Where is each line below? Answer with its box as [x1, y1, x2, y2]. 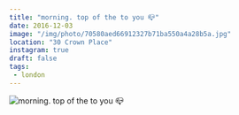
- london [12, 71, 46, 80]
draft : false [9, 54, 58, 63]
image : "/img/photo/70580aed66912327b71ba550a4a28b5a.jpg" [9, 29, 232, 38]
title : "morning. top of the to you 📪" [9, 12, 159, 22]
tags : [9, 63, 29, 72]
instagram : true [9, 46, 69, 55]
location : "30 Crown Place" [9, 37, 113, 47]
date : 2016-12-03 [9, 21, 73, 30]
